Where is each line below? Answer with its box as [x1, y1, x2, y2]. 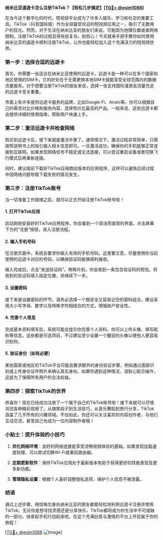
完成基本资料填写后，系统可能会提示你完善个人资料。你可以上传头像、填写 [5, 326, 154, 332]
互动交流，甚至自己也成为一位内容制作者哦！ [5, 418, 95, 424]
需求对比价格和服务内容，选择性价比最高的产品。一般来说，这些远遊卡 [13, 105, 154, 111]
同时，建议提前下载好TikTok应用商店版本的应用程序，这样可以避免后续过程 [5, 165, 154, 171]
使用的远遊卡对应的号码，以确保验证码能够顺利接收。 [5, 256, 112, 262]
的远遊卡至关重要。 [5, 89, 44, 95]
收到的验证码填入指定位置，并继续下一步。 [5, 273, 90, 279]
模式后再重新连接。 [9, 155, 48, 161]
